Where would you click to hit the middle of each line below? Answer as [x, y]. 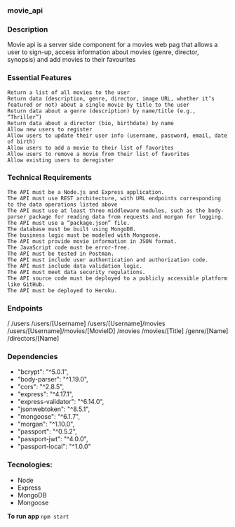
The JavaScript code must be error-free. [69, 247]
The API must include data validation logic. [75, 266]
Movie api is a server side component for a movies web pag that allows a [113, 45]
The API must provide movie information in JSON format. [92, 241]
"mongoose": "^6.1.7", [49, 417]
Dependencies [33, 357]
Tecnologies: [30, 464]
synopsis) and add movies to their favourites [72, 60]
